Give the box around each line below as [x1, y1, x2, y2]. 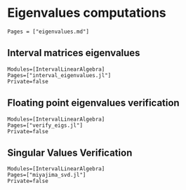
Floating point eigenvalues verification [7, 97, 180, 109]
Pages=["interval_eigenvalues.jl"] [7, 72, 112, 79]
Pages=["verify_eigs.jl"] [7, 121, 83, 129]
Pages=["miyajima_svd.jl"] [7, 172, 86, 179]
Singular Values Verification [7, 147, 133, 158]
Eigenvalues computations [7, 5, 166, 21]
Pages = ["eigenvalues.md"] [7, 28, 90, 35]
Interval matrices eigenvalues [7, 47, 140, 59]
